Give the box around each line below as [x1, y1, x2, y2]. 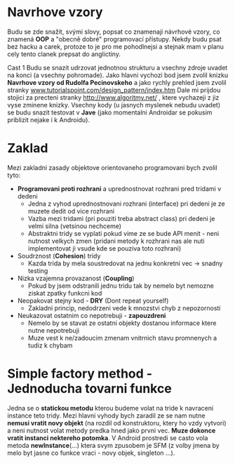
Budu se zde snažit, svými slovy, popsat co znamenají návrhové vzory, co [7, 27, 220, 36]
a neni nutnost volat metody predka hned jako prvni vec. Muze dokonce [7, 426, 216, 435]
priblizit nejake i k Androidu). [7, 115, 90, 124]
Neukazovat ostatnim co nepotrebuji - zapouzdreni [17, 311, 166, 319]
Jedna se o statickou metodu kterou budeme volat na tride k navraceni [7, 404, 214, 412]
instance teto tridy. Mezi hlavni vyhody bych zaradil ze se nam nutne [7, 411, 206, 420]
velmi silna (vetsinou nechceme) [27, 222, 121, 230]
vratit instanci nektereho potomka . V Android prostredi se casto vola [7, 433, 208, 442]
